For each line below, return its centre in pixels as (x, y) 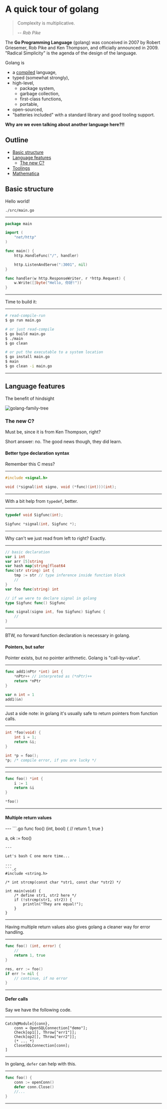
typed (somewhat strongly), (41, 77)
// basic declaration (28, 552)
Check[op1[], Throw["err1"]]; (45, 1033)
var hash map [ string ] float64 (35, 566)
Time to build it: (21, 302)
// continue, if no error (41, 978)
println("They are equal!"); (53, 904)
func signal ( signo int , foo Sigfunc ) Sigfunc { (55, 612)
